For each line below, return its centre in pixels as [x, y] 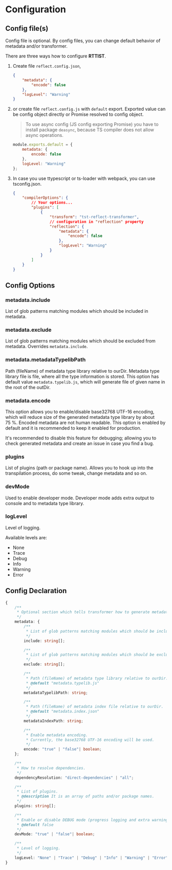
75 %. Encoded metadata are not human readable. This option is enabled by [85, 422]
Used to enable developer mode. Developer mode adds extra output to [80, 498]
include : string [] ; [45, 641]
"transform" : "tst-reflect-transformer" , [94, 217]
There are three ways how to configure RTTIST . [56, 56]
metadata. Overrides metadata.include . [47, 347]
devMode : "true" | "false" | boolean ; [55, 834]
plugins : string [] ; [35, 806]
